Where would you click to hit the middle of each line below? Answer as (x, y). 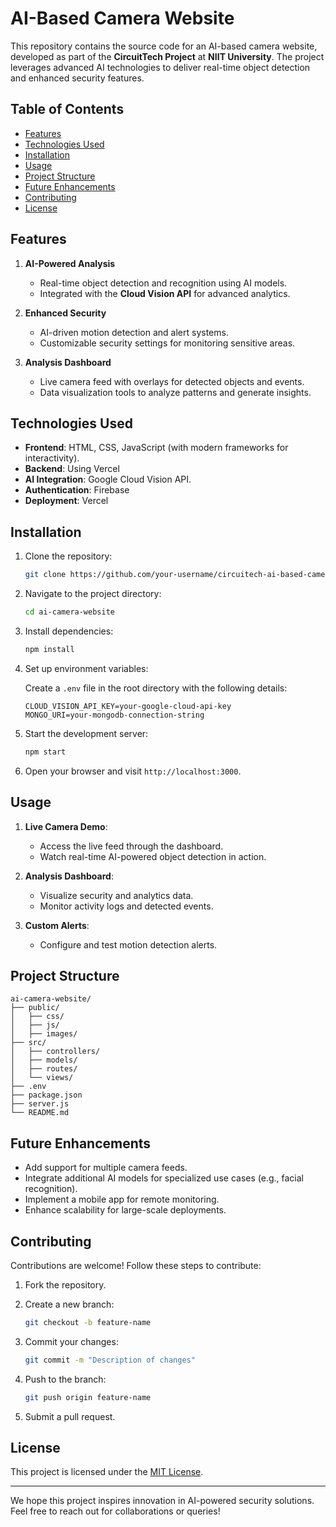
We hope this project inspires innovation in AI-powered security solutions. (162, 1501)
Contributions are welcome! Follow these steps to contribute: (136, 1265)
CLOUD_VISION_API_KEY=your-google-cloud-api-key (128, 706)
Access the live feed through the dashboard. (131, 846)
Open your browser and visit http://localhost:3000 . (133, 771)
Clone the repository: (68, 556)
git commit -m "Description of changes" (110, 1360)
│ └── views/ (42, 1078)
